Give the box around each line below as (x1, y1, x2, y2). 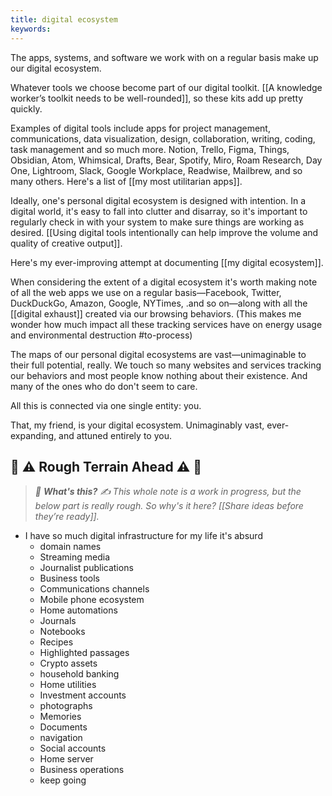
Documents (39, 721, 88, 733)
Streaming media (39, 551, 111, 563)
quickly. (10, 102, 43, 115)
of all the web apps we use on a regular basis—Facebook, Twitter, (10, 286, 282, 298)
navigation (39, 732, 83, 744)
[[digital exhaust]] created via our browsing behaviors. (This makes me (10, 307, 302, 320)
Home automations (39, 604, 118, 616)
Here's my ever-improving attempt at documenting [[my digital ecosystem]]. (10, 256, 324, 268)
